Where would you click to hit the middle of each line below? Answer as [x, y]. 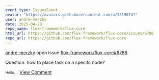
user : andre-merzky [26, 19]
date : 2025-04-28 [24, 24]
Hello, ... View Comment [29, 72]
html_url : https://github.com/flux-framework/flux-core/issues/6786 [79, 33]
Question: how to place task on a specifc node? [55, 62]
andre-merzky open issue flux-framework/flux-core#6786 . [67, 52]
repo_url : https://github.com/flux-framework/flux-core [66, 38]
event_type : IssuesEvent [32, 10]
